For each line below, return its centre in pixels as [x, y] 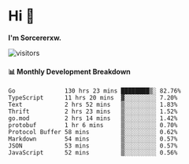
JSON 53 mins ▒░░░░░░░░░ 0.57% [93, 146]
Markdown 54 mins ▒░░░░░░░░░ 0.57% [93, 139]
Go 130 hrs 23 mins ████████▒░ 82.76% [94, 91]
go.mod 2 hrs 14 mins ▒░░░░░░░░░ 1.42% [93, 118]
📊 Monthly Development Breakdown [70, 71]
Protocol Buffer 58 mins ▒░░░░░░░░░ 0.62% [93, 133]
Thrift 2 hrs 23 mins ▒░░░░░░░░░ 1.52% [93, 112]
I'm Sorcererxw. [35, 38]
